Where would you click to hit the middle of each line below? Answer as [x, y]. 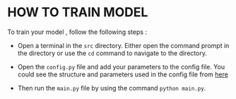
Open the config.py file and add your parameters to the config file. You [121, 66]
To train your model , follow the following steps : [77, 32]
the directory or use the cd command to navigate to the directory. [112, 53]
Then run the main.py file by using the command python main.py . [112, 88]
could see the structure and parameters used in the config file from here [123, 74]
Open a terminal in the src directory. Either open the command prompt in [123, 45]
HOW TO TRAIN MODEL [78, 12]
